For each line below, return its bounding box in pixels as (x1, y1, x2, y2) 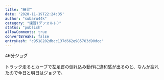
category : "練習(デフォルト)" (5, 20, 62, 26)
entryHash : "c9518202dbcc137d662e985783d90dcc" (5, 39, 104, 44)
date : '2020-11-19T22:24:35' (5, 12, 65, 16)
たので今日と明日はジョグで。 (5, 70, 65, 76)
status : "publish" (5, 25, 43, 30)
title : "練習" (5, 7, 33, 12)
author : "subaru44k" (5, 16, 47, 21)
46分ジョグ (5, 52, 28, 58)
